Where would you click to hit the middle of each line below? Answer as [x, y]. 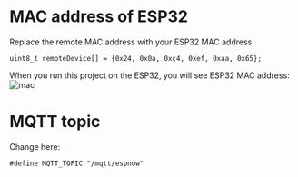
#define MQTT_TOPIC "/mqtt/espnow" [77, 163]
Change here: [35, 146]
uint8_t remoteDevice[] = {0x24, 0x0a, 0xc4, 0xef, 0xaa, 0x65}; [135, 58]
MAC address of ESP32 [99, 17]
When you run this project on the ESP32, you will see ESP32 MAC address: [150, 75]
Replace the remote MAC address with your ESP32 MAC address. [132, 42]
